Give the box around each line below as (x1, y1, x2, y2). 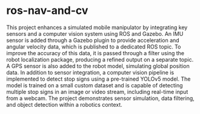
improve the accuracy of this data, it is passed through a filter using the (6, 49, 185, 56)
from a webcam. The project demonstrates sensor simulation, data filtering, (6, 95, 195, 102)
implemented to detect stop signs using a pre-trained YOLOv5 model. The (6, 75, 191, 82)
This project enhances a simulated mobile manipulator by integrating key (6, 24, 188, 31)
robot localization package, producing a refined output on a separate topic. (6, 56, 194, 63)
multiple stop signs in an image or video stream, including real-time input (6, 88, 188, 95)
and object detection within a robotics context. (6, 101, 122, 108)
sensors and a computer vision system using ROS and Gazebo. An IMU (6, 30, 184, 37)
